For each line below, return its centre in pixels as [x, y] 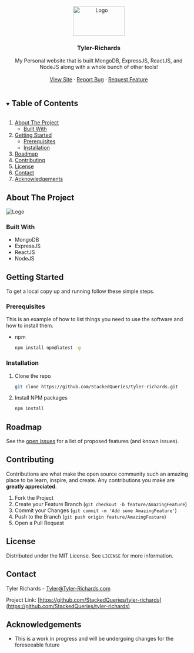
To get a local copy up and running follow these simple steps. [80, 291]
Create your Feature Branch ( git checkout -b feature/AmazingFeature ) [101, 504]
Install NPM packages [41, 398]
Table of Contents [45, 103]
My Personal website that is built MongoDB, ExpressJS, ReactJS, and [99, 61]
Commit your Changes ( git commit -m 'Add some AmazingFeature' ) [96, 510]
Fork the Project [34, 497]
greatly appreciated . [31, 486]
